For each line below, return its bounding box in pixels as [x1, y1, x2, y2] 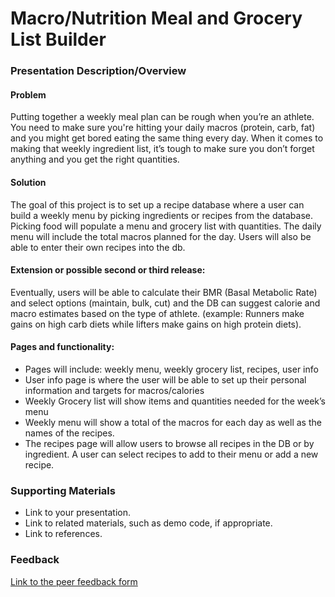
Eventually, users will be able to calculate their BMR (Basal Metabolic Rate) [10, 286, 318, 298]
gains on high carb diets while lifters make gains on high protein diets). [10, 318, 302, 330]
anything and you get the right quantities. [10, 153, 180, 166]
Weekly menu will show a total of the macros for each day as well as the [24, 416, 322, 428]
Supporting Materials [10, 483, 116, 497]
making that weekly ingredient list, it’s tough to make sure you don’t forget [10, 143, 315, 155]
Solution [10, 176, 47, 188]
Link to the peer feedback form [10, 575, 138, 587]
